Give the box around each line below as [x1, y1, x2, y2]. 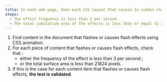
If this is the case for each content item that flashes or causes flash [12, 66, 151, 72]
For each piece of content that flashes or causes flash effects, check [12, 45, 154, 51]
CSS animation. [12, 40, 44, 46]
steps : [5, 12, 19, 17]
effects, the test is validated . [12, 71, 72, 77]
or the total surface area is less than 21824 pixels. [19, 61, 122, 67]
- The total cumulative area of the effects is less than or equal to [9, 21, 159, 26]
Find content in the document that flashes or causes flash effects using [12, 35, 159, 41]
